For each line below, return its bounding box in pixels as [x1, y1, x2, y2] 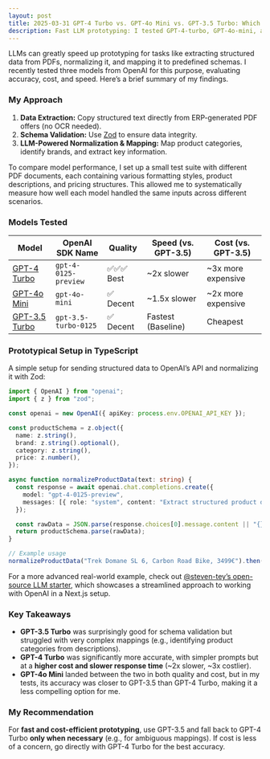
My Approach [8, 94, 63, 105]
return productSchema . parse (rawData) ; [15, 528, 146, 536]
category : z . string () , [15, 447, 92, 455]
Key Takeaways [8, 608, 72, 619]
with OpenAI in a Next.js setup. [8, 588, 111, 598]
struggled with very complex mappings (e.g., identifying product [19, 635, 233, 645]
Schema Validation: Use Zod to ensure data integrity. [19, 129, 198, 139]
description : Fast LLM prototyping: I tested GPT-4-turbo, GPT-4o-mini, [8, 27, 257, 35]
